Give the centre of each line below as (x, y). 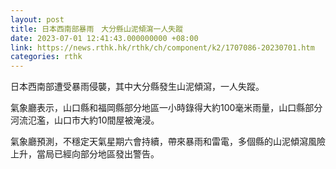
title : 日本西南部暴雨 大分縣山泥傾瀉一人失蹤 (97, 29)
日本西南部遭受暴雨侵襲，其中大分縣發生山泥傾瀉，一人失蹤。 (137, 87)
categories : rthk (46, 57)
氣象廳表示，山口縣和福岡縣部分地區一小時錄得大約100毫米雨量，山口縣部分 (166, 108)
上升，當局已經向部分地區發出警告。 (85, 154)
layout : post (37, 19)
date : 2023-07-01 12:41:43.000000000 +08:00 (104, 38)
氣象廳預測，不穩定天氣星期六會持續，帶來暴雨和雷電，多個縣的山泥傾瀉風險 (168, 142)
